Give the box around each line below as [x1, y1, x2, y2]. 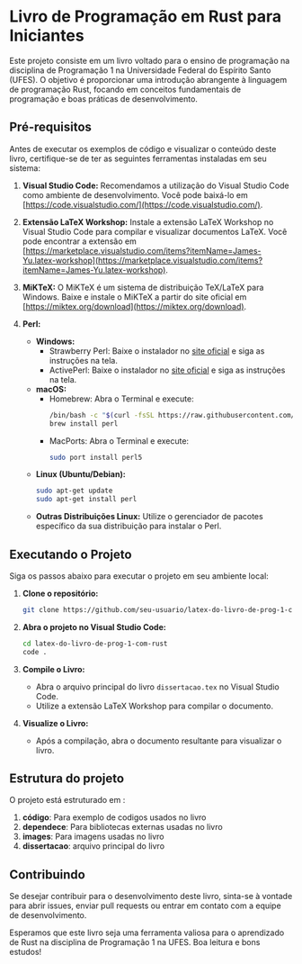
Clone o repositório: [22, 588, 99, 599]
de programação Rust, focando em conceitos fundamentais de [9, 84, 241, 95]
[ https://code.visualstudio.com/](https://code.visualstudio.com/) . [22, 199, 263, 210]
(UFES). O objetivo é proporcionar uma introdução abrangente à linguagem [9, 74, 288, 85]
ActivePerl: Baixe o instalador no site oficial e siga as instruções [49, 365, 286, 375]
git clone [22, 605, 60, 614]
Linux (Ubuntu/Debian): [35, 469, 126, 480]
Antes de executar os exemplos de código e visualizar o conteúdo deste [9, 143, 277, 154]
